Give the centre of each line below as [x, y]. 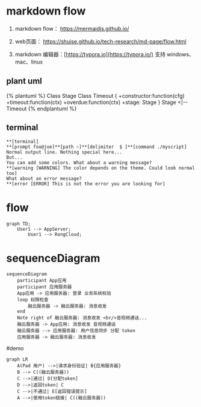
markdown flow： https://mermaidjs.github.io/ [72, 28]
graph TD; [19, 224]
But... [14, 157]
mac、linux [29, 62]
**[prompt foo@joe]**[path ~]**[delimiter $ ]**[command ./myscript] [97, 147]
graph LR [17, 360]
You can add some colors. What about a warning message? [79, 162]
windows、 [180, 54]
